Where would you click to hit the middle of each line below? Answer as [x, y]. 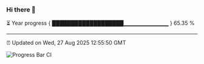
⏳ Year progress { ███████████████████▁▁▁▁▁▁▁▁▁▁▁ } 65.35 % [100, 23]
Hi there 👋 [21, 10]
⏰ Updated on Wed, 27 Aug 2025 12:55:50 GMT [66, 43]
